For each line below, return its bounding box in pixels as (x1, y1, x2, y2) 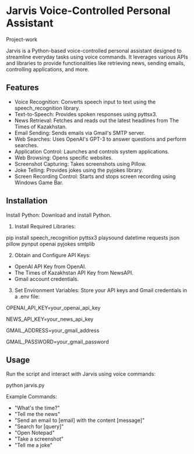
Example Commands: (6, 393, 57, 400)
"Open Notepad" (14, 429, 55, 436)
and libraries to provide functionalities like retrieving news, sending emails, (6, 60, 185, 67)
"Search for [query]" (14, 423, 64, 430)
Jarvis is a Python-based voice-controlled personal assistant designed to (6, 47, 182, 54)
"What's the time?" (14, 404, 60, 411)
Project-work (6, 36, 38, 43)
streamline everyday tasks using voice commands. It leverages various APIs (6, 53, 188, 60)
